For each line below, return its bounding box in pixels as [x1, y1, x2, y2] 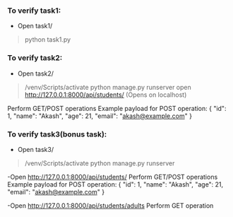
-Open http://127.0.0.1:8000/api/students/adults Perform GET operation [7, 201, 214, 210]
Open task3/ [17, 145, 54, 153]
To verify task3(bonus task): [7, 129, 107, 139]
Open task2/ [17, 69, 54, 78]
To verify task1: [7, 6, 61, 16]
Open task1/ [17, 22, 53, 30]
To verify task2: [7, 53, 63, 63]
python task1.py [24, 35, 71, 44]
